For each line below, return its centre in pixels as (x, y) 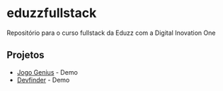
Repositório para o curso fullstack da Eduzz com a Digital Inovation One (111, 33)
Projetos (25, 55)
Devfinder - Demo (43, 80)
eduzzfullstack (52, 13)
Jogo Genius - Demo (47, 72)
